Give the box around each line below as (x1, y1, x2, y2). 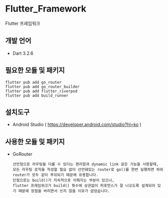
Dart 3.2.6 (12, 50, 34, 56)
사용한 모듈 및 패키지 (5, 137, 65, 146)
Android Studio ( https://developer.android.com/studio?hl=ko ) (12, 121, 142, 127)
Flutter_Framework (5, 3, 87, 15)
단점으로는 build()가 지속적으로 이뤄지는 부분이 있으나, (12, 178, 115, 183)
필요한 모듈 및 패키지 (5, 66, 65, 75)
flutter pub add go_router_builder (5, 84, 80, 89)
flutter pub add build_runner (5, 93, 69, 98)
